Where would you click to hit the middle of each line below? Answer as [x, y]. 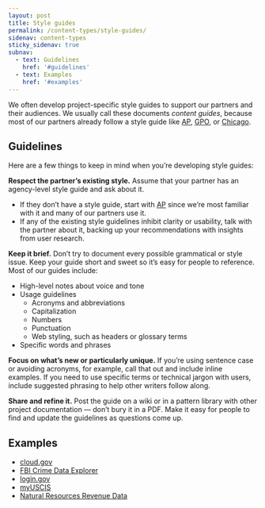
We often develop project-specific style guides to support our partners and [131, 105]
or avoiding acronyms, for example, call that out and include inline [115, 369]
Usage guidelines [48, 294]
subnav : [21, 52]
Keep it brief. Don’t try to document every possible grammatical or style [125, 254]
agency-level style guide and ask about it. [76, 189]
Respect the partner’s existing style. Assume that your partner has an [124, 181]
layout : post [30, 15]
